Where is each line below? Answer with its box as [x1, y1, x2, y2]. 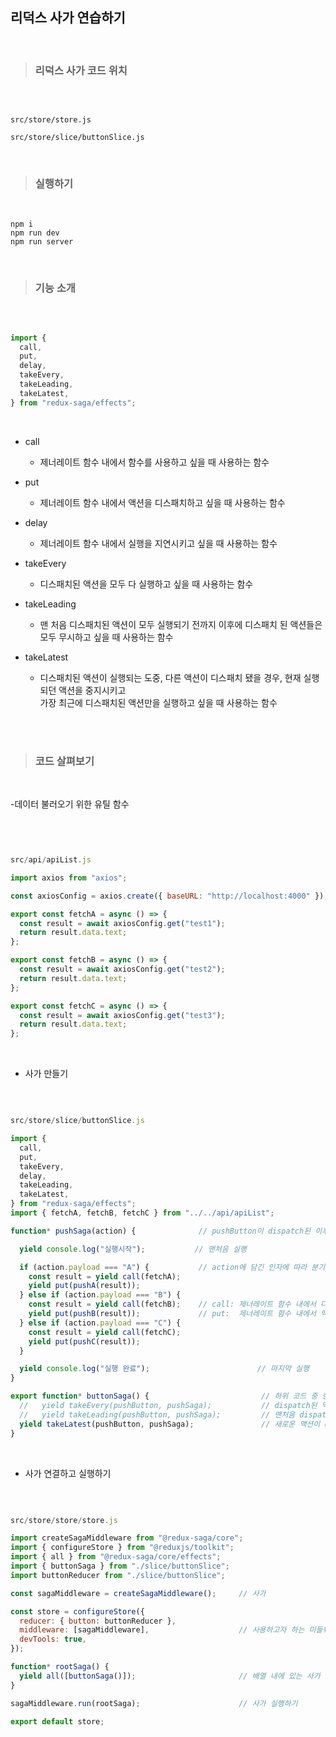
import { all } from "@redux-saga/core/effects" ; [10, 1552, 222, 1562]
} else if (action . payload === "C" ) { [19, 1318, 182, 1328]
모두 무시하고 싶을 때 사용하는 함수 [39, 631, 174, 643]
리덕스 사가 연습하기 [10, 9, 126, 27]
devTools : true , [19, 1634, 87, 1645]
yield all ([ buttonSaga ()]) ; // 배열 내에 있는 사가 [19, 1671, 321, 1681]
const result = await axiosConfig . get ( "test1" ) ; [19, 918, 226, 928]
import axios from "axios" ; [10, 873, 128, 883]
